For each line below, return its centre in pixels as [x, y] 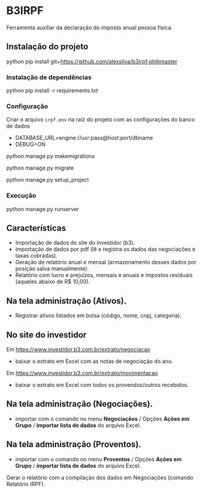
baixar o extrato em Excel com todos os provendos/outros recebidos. [102, 385]
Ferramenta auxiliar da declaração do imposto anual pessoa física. [89, 27]
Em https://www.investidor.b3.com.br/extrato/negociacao [78, 350]
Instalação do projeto [47, 47]
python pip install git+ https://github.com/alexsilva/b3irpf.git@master [92, 61]
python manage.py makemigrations [51, 156]
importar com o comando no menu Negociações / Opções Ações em [102, 419]
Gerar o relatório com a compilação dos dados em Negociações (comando [100, 477]
